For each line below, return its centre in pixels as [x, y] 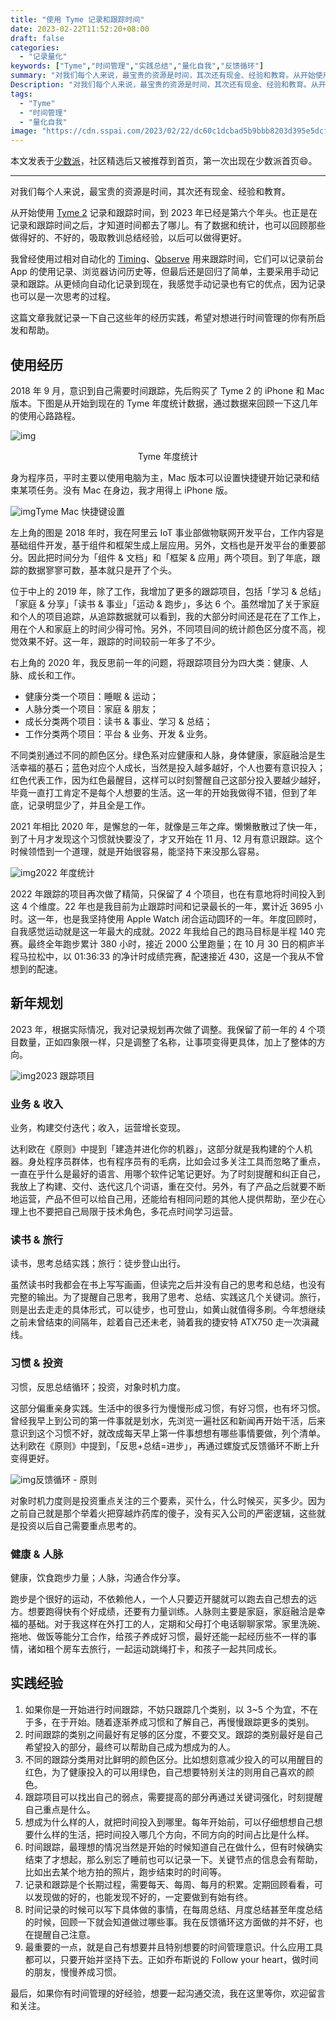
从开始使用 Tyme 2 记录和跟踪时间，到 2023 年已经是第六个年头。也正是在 [164, 213]
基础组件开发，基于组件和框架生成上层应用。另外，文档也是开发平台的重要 [163, 545]
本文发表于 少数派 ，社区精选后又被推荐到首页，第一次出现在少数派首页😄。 [164, 161]
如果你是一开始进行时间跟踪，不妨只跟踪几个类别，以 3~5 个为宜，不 [167, 1709]
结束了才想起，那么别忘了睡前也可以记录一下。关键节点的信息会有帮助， [173, 1859]
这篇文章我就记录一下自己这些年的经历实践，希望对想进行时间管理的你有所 [163, 318]
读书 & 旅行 [37, 1239]
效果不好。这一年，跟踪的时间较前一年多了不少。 [119, 641]
